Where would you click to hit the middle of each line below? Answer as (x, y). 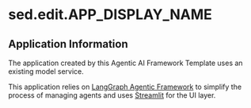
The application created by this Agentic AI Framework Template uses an (125, 63)
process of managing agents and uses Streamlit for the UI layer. (112, 95)
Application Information (68, 44)
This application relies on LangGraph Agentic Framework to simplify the (125, 87)
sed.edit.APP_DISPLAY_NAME (110, 15)
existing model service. (46, 71)
